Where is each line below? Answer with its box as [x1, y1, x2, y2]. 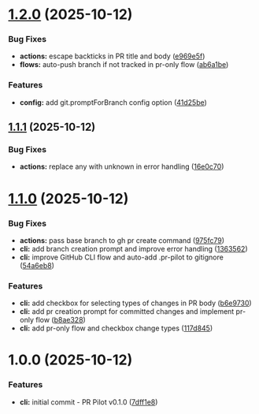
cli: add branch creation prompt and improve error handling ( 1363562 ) [19, 244, 248, 253]
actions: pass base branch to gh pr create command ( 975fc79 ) [19, 235, 225, 245]
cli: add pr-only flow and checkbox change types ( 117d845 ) [19, 323, 213, 333]
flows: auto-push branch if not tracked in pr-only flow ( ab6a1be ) [19, 60, 229, 69]
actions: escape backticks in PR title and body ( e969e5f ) [19, 51, 205, 61]
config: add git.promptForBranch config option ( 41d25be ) [19, 97, 207, 107]
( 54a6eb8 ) [19, 260, 55, 270]
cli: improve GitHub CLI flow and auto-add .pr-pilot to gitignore [19, 252, 224, 262]
